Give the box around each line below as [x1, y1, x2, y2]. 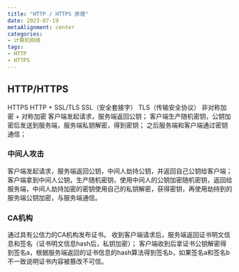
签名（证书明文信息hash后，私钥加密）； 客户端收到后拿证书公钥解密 [19, 239, 220, 248]
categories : [7, 30, 43, 38]
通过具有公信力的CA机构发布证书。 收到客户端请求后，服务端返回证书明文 [7, 231, 225, 239]
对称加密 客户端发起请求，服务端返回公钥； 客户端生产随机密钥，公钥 [21, 112, 225, 120]
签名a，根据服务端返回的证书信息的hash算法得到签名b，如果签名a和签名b [13, 249, 230, 257]
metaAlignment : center [7, 23, 75, 31]
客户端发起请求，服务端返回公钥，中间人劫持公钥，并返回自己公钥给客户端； [7, 167, 233, 175]
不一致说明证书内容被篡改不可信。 [7, 257, 108, 266]
